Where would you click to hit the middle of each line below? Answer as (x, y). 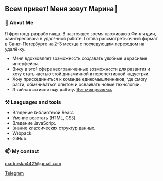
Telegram (15, 173)
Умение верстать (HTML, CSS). (44, 118)
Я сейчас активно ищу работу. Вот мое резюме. (62, 89)
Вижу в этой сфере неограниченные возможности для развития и (81, 69)
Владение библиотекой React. (43, 112)
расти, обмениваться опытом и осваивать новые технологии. (76, 84)
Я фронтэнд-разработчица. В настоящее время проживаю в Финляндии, (81, 33)
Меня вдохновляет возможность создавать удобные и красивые (80, 58)
